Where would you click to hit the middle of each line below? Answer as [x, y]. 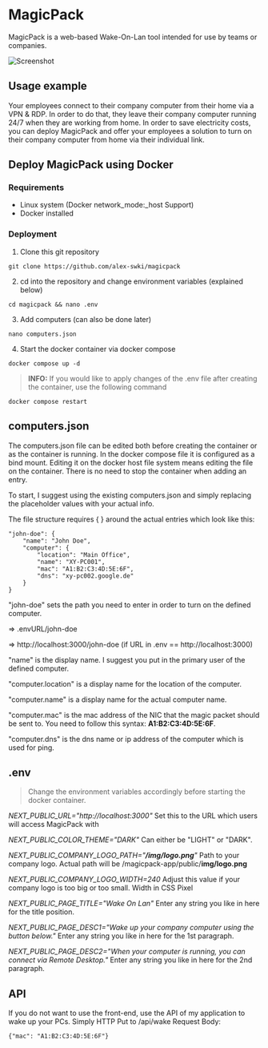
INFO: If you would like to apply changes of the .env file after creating [142, 378]
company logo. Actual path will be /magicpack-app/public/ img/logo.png [128, 864]
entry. [18, 479]
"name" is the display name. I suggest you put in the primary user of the [127, 659]
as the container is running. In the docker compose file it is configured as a [132, 453]
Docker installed [47, 213]
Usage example [48, 86]
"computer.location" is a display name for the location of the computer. [125, 683]
